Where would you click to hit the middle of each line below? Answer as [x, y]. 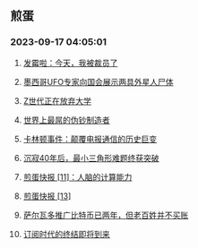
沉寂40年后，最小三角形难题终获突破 [91, 158]
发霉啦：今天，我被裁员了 [70, 63]
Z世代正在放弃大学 [57, 100]
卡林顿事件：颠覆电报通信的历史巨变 [90, 139]
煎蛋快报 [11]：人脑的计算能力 [77, 176]
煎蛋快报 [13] [47, 196]
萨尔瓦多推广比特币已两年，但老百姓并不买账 [106, 215]
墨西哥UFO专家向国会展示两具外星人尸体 [98, 81]
